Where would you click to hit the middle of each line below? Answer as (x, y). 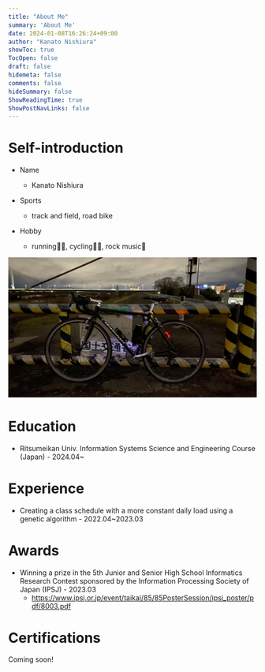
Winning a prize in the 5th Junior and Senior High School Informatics (131, 573)
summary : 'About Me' (42, 25)
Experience (46, 488)
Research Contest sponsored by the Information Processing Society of (134, 581)
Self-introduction (66, 148)
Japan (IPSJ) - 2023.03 (58, 589)
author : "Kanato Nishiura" (52, 42)
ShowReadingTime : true (45, 100)
